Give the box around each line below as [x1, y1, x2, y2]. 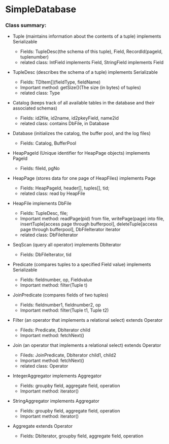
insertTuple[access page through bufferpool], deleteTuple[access [20, 221, 158, 227]
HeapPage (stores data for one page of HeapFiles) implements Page [12, 175, 156, 181]
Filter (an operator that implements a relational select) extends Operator [12, 317, 163, 323]
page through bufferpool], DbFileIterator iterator [20, 227, 121, 233]
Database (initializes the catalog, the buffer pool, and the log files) [12, 130, 151, 136]
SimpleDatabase [5, 4, 77, 15]
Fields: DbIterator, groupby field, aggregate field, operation [20, 433, 144, 439]
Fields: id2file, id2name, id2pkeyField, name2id [20, 115, 119, 121]
